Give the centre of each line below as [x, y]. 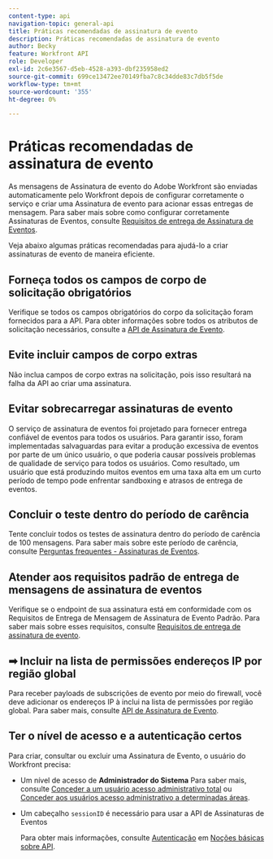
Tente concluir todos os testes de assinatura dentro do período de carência [134, 534]
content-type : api [39, 16]
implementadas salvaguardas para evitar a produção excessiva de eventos [134, 445]
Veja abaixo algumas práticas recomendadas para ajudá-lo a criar [119, 246]
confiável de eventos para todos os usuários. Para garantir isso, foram [126, 437]
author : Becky [32, 46]
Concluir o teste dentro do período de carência [129, 515]
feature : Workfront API [49, 54]
